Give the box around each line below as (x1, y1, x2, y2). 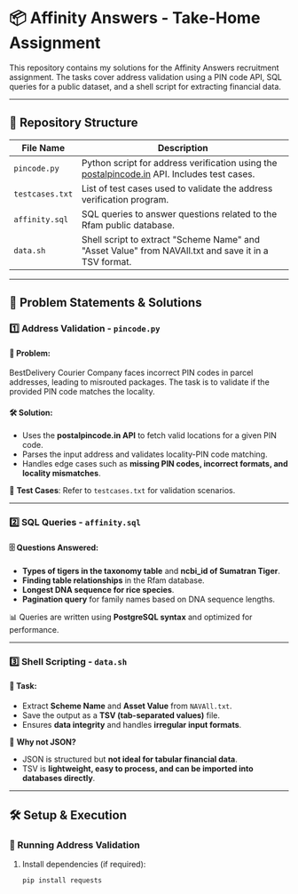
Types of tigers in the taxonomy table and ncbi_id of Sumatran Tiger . (21, 565, 281, 576)
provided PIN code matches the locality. (9, 387, 155, 397)
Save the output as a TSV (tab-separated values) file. (21, 709, 220, 721)
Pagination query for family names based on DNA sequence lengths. (21, 594, 276, 604)
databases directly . (21, 772, 96, 783)
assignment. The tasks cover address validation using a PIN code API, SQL (9, 71, 282, 82)
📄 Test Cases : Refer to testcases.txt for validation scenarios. (9, 485, 236, 496)
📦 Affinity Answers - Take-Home (9, 8, 261, 28)
